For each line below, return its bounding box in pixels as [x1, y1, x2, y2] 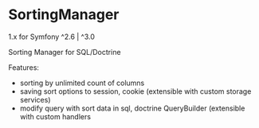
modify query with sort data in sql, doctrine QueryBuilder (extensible [19, 103, 245, 113]
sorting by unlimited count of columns [19, 78, 145, 87]
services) [19, 95, 51, 104]
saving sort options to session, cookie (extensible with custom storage [19, 86, 252, 96]
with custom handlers [19, 111, 92, 121]
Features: [8, 62, 40, 72]
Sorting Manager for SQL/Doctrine [8, 47, 121, 56]
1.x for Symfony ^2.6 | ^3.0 [8, 32, 96, 41]
